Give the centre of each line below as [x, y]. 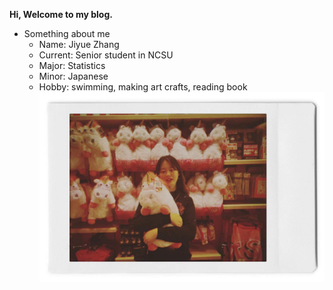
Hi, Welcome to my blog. [61, 14]
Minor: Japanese [73, 76]
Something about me [67, 33]
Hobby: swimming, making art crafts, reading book [143, 87]
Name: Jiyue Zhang [79, 44]
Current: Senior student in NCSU [106, 55]
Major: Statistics [72, 65]
